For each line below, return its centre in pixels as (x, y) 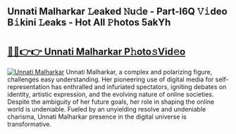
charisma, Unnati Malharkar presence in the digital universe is (97, 116)
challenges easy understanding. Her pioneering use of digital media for (111, 79)
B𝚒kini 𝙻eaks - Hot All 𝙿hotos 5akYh (89, 23)
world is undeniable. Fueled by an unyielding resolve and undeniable (107, 109)
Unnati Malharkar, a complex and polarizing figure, (139, 72)
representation (29, 87)
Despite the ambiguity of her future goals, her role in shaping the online (111, 102)
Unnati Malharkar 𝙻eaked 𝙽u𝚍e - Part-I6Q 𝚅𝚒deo (117, 12)
